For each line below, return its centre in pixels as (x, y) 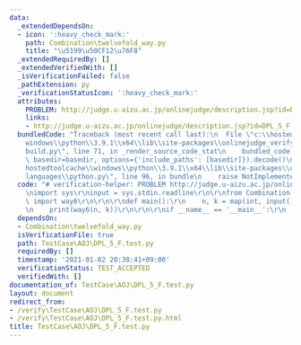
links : (38, 118)
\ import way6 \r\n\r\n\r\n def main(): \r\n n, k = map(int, (144, 202)
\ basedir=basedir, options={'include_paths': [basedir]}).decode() (156, 159)
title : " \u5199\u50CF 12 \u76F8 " (84, 51)
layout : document (42, 293)
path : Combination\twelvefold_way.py (96, 43)
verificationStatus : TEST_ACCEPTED (84, 269)
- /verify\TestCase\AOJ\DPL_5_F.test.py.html (95, 318)
